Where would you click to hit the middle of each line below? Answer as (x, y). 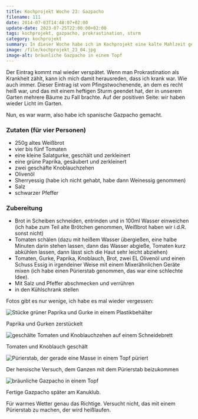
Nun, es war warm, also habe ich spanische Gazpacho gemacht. (84, 115)
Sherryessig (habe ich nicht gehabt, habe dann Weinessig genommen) (100, 180)
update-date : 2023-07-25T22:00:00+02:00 (57, 28)
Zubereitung (24, 208)
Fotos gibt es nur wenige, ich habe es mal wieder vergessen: (80, 301)
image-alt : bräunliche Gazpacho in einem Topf (64, 55)
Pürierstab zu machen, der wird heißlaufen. (59, 410)
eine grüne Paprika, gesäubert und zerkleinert (70, 161)
